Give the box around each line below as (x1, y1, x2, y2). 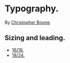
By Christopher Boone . (4, 19, 52, 25)
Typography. (4, 3, 59, 14)
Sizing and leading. (4, 34, 66, 42)
